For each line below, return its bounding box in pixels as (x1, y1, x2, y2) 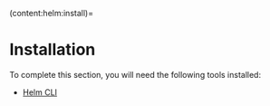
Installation (9, 40, 96, 60)
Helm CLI (22, 86, 57, 98)
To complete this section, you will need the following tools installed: (9, 69, 261, 80)
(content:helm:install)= (9, 8, 93, 18)
